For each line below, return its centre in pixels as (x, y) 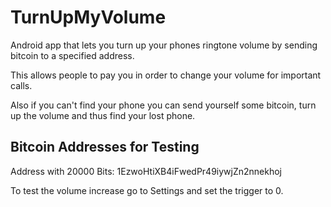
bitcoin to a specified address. (72, 55)
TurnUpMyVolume (88, 17)
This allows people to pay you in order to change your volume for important (166, 75)
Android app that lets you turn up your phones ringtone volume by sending (164, 45)
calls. (21, 85)
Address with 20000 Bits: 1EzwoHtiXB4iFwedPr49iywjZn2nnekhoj (146, 171)
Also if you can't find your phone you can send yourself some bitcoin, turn (163, 105)
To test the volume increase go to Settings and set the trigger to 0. (147, 190)
